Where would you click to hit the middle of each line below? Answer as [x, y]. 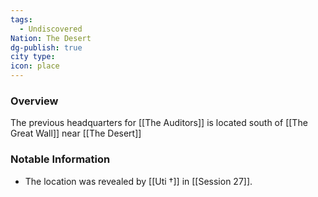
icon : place [35, 66]
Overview [34, 101]
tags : [21, 19]
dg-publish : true [46, 47]
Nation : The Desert [51, 38]
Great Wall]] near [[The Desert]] [76, 133]
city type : [33, 57]
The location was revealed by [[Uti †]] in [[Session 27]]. [138, 181]
